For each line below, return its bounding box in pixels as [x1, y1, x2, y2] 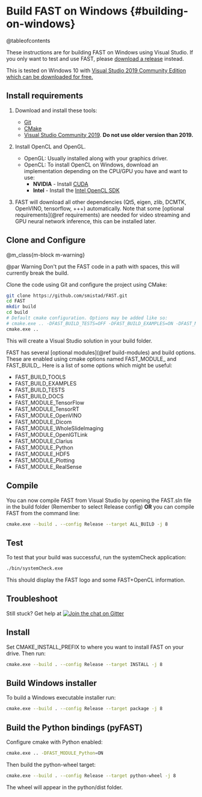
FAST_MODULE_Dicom [14, 418, 72, 425]
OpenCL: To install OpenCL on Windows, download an [23, 161, 159, 168]
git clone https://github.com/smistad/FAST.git [6, 293, 128, 299]
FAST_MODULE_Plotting [14, 457, 75, 464]
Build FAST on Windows [6, 4, 128, 18]
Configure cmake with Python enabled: [6, 738, 103, 746]
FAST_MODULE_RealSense [14, 463, 82, 470]
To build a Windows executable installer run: [6, 694, 116, 701]
